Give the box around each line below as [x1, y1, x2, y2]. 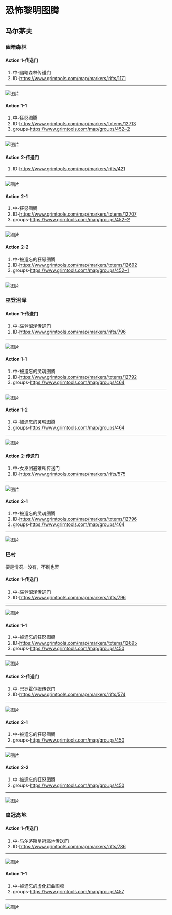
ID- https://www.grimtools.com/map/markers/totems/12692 [12, 262, 137, 268]
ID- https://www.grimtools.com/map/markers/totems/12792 [12, 374, 137, 380]
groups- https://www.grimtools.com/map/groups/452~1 [12, 267, 130, 274]
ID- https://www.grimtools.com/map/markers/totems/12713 [12, 120, 136, 126]
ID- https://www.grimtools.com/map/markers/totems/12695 [12, 640, 137, 646]
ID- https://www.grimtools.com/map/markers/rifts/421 [12, 166, 125, 172]
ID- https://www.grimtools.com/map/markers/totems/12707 [12, 211, 137, 217]
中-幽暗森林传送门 [12, 69, 51, 75]
